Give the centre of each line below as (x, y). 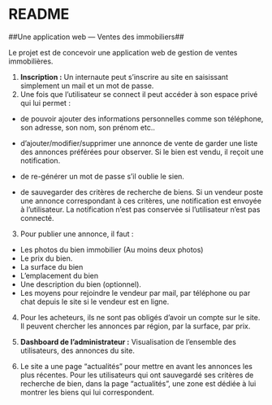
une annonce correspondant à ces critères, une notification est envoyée (141, 200)
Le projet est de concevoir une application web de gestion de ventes (123, 52)
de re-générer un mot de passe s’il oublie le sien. (102, 176)
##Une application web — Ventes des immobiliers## (96, 37)
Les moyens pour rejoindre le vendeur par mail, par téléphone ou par (135, 293)
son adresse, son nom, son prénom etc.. (88, 127)
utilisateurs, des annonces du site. (78, 350)
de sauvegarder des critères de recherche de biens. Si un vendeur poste (142, 191)
